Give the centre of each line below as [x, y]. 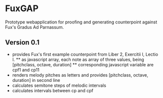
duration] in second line [36, 80]
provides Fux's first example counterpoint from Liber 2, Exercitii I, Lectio [85, 54]
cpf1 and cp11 [26, 70]
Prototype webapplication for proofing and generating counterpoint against [81, 22]
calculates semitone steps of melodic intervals [59, 85]
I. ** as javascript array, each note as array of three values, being [78, 59]
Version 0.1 [22, 43]
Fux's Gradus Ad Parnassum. [34, 27]
